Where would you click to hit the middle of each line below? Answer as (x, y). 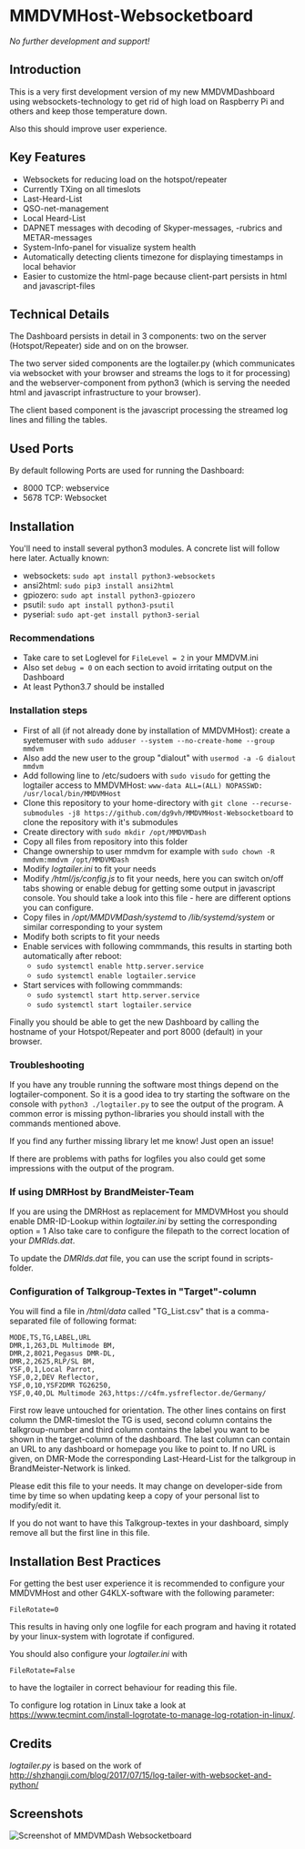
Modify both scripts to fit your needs (91, 936)
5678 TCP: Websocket (65, 498)
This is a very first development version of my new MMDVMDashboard (142, 91)
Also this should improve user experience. (88, 128)
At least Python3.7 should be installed (93, 687)
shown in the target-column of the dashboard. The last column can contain (150, 1439)
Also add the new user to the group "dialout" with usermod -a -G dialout (159, 758)
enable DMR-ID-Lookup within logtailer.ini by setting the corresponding (143, 1221)
